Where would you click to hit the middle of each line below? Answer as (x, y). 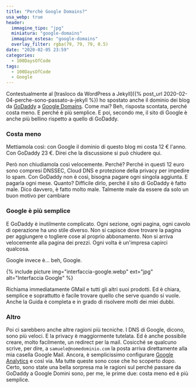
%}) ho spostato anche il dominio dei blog (139, 100)
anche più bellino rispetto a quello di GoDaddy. (62, 119)
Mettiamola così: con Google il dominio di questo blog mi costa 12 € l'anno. (97, 147)
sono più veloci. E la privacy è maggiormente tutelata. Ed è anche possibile (96, 336)
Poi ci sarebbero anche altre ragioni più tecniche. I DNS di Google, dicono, (96, 330)
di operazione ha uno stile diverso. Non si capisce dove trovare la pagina (94, 230)
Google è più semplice (38, 211)
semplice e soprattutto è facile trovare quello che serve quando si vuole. (93, 295)
